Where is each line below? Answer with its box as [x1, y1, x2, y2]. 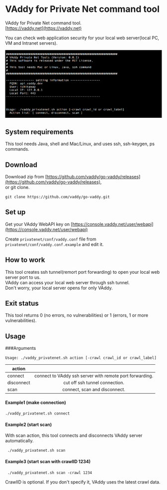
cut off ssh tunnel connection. [63, 380, 124, 386]
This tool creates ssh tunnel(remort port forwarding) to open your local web [5, 269, 160, 275]
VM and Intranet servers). [5, 40, 58, 46]
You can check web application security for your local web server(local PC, [5, 35, 160, 41]
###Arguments [5, 345, 36, 351]
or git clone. [5, 184, 30, 190]
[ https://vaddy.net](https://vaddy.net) [5, 25, 82, 31]
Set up [5, 208, 26, 217]
